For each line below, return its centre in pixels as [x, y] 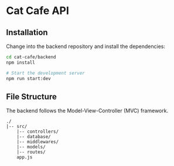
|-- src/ [17, 127]
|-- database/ [34, 137]
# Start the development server [45, 73]
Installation [27, 32]
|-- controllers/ [38, 132]
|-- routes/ [31, 152]
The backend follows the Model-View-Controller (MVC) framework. [87, 111]
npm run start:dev [28, 78]
